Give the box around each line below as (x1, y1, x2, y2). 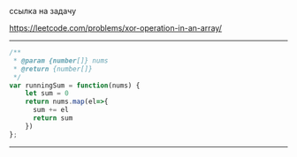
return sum (32, 114, 73, 123)
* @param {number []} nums (12, 56, 109, 65)
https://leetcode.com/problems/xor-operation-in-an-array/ (9, 23, 223, 33)
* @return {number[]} (12, 64, 93, 73)
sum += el (32, 106, 69, 115)
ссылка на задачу (9, 6, 77, 16)
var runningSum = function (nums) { (9, 81, 141, 90)
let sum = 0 (25, 89, 69, 98)
